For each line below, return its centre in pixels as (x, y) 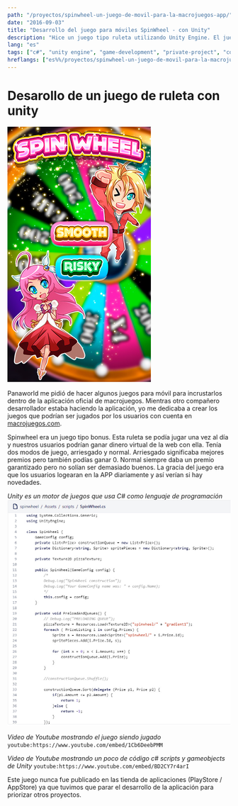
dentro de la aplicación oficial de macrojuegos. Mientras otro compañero (113, 401)
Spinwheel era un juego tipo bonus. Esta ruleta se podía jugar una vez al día (118, 437)
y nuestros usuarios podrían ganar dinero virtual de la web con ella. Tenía (114, 444)
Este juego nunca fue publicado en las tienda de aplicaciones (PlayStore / (115, 779)
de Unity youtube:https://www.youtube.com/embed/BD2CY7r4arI (98, 766)
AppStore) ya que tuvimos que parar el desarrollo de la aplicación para (110, 787)
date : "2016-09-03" (36, 22)
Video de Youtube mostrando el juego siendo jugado (84, 737)
